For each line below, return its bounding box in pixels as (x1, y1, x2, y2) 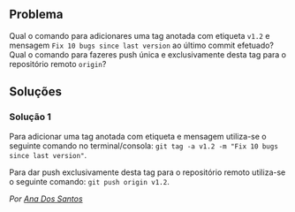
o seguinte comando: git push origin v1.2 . (9, 176, 170, 186)
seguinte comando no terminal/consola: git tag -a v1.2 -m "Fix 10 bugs (9, 140, 278, 151)
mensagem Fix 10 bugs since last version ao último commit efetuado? (9, 40, 275, 50)
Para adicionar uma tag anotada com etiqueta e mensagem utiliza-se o (9, 131, 267, 141)
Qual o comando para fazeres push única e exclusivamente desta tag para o (9, 49, 287, 60)
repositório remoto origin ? (9, 58, 107, 69)
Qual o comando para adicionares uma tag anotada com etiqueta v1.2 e (9, 30, 270, 41)
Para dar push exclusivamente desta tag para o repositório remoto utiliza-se (9, 167, 286, 178)
